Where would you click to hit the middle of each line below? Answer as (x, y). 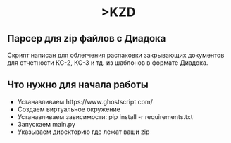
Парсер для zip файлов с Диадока (87, 38)
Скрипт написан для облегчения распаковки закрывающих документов (116, 55)
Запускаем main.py (46, 124)
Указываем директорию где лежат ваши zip (83, 132)
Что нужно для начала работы (78, 85)
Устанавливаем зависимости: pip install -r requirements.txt (105, 116)
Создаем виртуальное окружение (69, 109)
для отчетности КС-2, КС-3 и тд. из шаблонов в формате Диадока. (108, 63)
